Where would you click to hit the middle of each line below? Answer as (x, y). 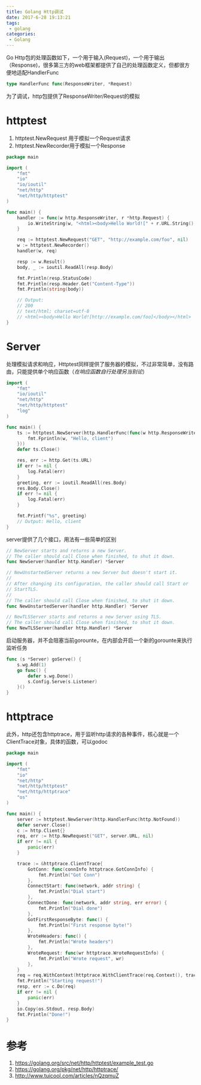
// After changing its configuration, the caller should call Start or (97, 584)
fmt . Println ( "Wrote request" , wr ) (81, 958)
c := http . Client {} (41, 830)
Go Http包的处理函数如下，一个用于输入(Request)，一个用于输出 (86, 57)
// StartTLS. (22, 589)
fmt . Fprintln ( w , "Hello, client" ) (71, 438)
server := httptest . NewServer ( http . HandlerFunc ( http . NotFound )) (99, 819)
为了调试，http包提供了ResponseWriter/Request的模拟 (73, 96)
